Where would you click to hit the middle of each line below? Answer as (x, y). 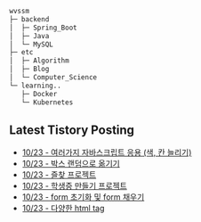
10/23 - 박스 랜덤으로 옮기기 (71, 164)
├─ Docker (39, 94)
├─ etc (21, 53)
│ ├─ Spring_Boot (43, 28)
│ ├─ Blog (29, 70)
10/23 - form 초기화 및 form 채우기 (83, 197)
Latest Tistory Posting (72, 130)
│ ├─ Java (29, 36)
